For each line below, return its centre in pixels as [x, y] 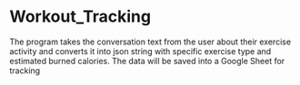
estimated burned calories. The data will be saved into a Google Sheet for [147, 61]
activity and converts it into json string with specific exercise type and [140, 51]
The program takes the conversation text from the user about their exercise [150, 42]
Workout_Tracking [80, 17]
